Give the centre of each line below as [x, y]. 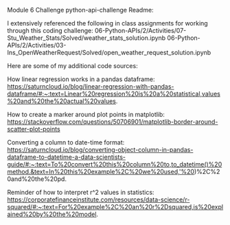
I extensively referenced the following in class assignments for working [107, 23]
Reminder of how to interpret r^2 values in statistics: [81, 192]
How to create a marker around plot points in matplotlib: [86, 114]
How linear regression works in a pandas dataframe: [81, 79]
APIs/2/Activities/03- [37, 45]
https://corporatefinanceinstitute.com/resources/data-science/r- [99, 200]
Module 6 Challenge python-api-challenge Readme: [80, 10]
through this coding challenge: [50, 31]
